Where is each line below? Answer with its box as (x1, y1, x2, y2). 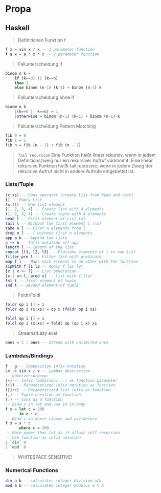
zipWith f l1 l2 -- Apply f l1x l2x (5, 264, 83, 269)
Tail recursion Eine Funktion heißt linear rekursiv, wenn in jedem (17, 152, 156, 158)
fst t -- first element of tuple (5, 278, 77, 283)
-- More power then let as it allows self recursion (5, 431, 120, 436)
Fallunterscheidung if (17, 61, 63, 67)
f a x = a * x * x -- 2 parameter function (5, 52, 100, 57)
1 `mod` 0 (5, 444, 27, 449)
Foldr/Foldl (17, 292, 41, 298)
